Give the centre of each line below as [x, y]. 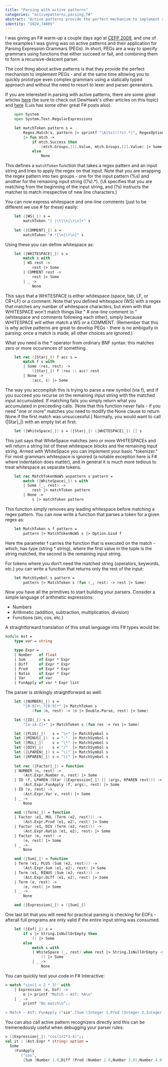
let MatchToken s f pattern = [46, 529]
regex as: [15, 519]
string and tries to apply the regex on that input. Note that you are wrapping [83, 171]
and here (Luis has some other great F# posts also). [58, 105]
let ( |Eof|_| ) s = [33, 929]
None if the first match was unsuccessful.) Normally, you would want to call [83, 416]
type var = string [33, 641]
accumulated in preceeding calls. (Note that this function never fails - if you [83, 406]
